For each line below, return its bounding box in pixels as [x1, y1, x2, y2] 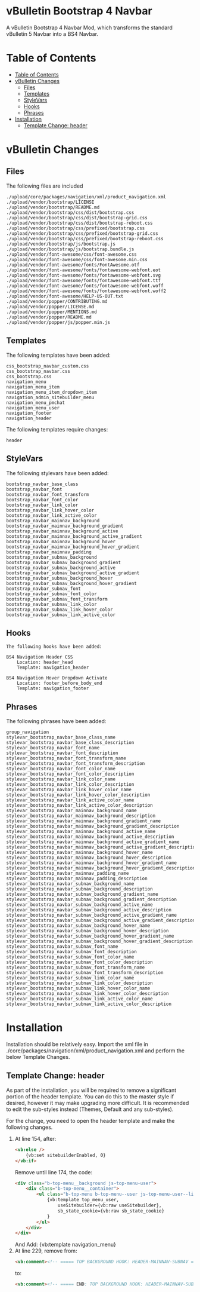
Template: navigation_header [17, 665, 89, 671]
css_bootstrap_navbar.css [6, 368, 70, 374]
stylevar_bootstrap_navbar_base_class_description [6, 740, 135, 746]
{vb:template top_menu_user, [46, 1197, 119, 1203]
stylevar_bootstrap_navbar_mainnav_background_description [6, 813, 156, 819]
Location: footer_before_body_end [17, 680, 102, 687]
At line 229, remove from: [14, 1247, 77, 1254]
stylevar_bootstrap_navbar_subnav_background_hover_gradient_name [6, 933, 174, 939]
